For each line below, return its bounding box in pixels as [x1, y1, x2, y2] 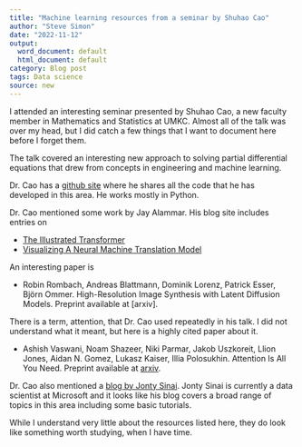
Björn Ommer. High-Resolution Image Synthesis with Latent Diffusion [22, 288, 280, 300]
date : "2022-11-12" [9, 30, 83, 39]
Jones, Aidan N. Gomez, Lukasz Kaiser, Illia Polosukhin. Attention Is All [22, 353, 287, 363]
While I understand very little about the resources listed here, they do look [9, 417, 286, 428]
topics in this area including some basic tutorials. [9, 399, 192, 410]
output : [9, 38, 39, 48]
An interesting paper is [9, 261, 94, 273]
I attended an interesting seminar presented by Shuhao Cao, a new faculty [9, 105, 287, 116]
